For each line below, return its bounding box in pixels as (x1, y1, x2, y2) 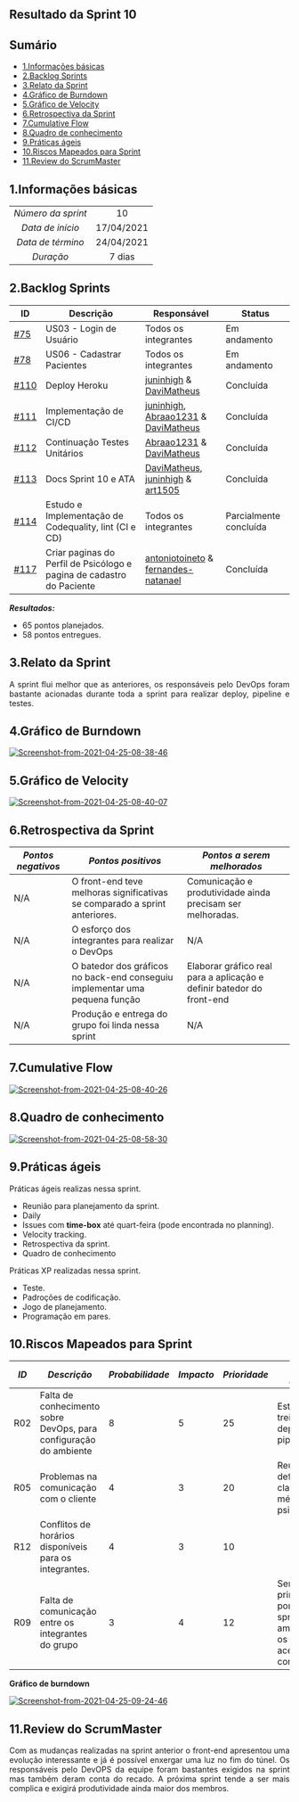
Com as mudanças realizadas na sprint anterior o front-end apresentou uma (9, 1745, 290, 1756)
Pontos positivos (88, 855, 162, 868)
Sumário (9, 37, 58, 53)
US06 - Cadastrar (45, 348, 122, 360)
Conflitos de (39, 1518, 91, 1531)
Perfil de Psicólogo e (45, 557, 133, 570)
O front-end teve (71, 876, 144, 888)
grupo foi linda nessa (71, 1019, 160, 1032)
